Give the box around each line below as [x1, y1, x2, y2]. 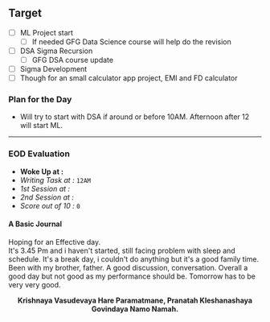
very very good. [8, 279, 62, 289]
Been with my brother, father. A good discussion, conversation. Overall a [8, 262, 248, 272]
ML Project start [19, 27, 74, 37]
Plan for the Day [8, 94, 72, 105]
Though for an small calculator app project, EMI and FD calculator [19, 73, 238, 83]
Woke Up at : [19, 167, 64, 176]
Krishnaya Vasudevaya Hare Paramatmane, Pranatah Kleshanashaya [17, 295, 253, 305]
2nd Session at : [19, 192, 75, 202]
